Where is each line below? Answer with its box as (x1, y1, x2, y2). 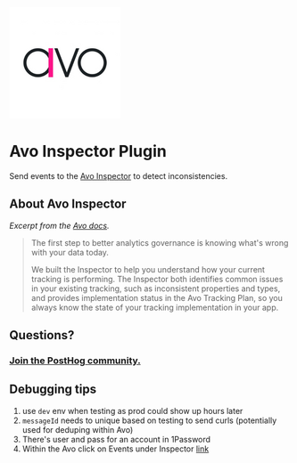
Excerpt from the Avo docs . (9, 220, 110, 231)
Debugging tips (9, 382, 96, 397)
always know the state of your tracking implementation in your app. (30, 302, 279, 313)
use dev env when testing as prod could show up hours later (21, 405, 243, 416)
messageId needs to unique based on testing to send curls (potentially (21, 415, 277, 426)
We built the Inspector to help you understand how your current (30, 264, 266, 274)
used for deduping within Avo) (21, 424, 134, 435)
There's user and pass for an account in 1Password (21, 434, 211, 444)
